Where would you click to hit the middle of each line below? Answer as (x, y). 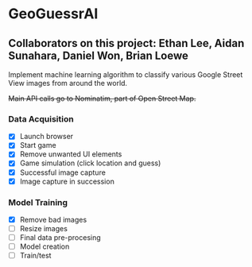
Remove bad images (53, 219)
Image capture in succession (67, 181)
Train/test (35, 256)
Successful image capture (62, 172)
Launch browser (47, 137)
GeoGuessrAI (53, 14)
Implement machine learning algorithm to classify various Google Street (126, 75)
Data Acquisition (41, 118)
